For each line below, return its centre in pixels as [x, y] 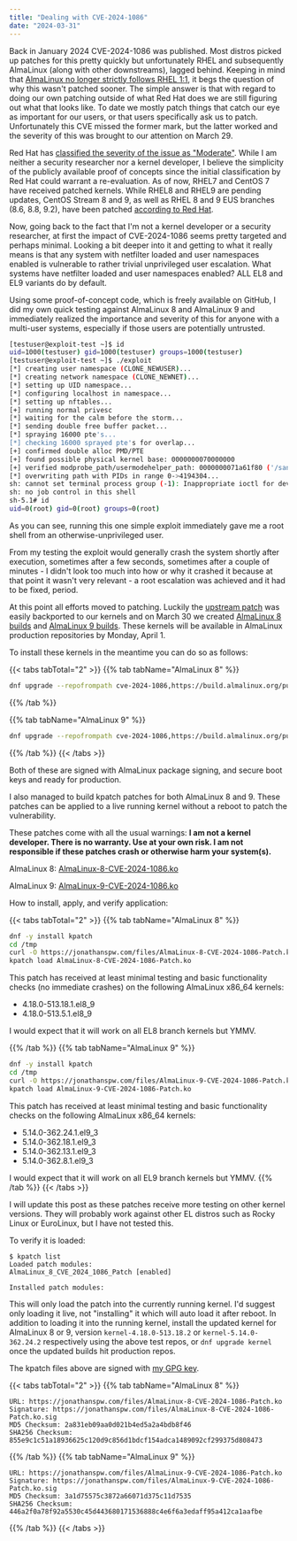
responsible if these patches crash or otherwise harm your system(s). [141, 851]
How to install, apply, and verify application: [89, 903]
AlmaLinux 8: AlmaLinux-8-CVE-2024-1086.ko [94, 868]
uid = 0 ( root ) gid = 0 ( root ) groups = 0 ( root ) [85, 509]
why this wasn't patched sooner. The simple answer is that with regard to [142, 89]
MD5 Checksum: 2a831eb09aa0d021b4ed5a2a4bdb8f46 [100, 1425]
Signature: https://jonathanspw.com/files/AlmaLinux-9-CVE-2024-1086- [142, 1480]
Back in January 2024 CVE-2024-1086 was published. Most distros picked [145, 50]
